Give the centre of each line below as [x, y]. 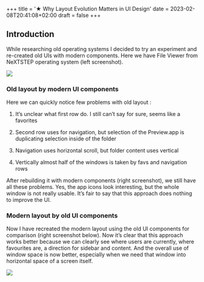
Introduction [30, 34]
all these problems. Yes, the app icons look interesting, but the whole [93, 187]
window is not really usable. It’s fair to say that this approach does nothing [99, 193]
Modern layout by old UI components [62, 216]
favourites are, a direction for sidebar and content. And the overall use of [98, 248]
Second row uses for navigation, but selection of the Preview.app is [100, 132]
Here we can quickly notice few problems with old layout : [79, 102]
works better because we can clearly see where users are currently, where [100, 242]
